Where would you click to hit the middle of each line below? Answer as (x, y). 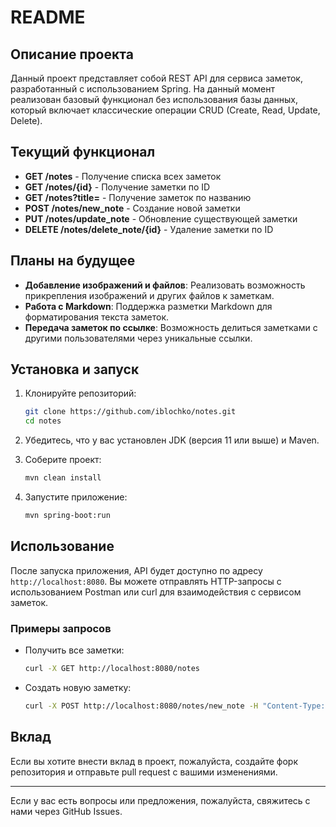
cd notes (43, 421)
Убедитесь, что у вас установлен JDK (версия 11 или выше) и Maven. (172, 440)
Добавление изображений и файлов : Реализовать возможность (165, 285)
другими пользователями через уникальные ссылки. (138, 338)
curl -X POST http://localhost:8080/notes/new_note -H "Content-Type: (175, 706)
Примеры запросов (61, 628)
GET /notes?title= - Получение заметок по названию (138, 197)
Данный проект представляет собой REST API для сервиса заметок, (156, 78)
